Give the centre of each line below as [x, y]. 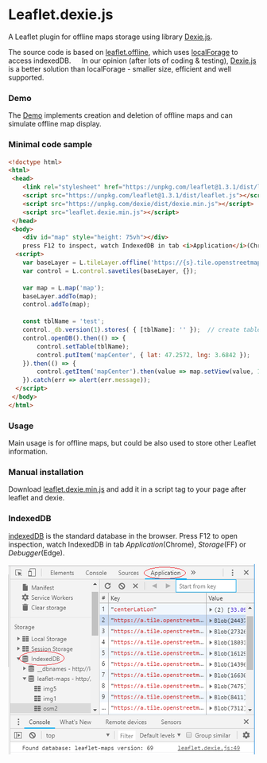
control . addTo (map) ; [56, 305]
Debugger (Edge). [37, 553]
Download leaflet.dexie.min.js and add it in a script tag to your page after [127, 489]
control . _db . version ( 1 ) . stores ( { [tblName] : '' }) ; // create [131, 330]
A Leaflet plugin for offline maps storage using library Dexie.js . [110, 37]
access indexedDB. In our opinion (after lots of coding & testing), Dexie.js [132, 60]
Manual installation [46, 472]
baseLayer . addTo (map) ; [60, 296]
